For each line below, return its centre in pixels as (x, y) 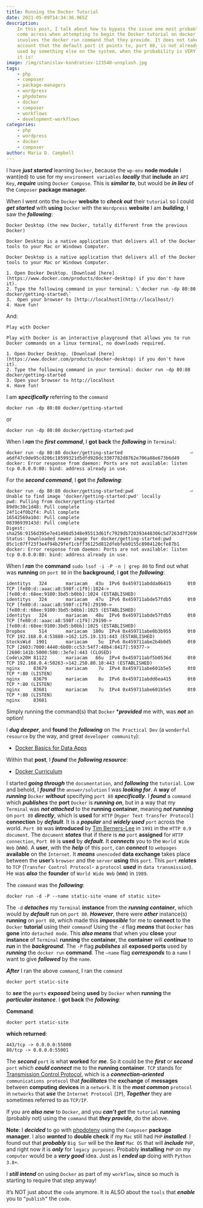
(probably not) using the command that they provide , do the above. (88, 1118)
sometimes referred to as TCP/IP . (47, 1100)
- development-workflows (48, 119)
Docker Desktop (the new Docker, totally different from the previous (97, 225)
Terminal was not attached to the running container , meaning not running (100, 809)
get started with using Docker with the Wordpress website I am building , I (97, 207)
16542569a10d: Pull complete (43, 517)
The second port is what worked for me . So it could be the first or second (100, 1061)
